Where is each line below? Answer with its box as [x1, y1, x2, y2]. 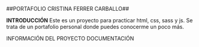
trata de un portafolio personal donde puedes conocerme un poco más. [6, 23, 185, 30]
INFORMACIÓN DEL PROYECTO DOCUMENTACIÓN [6, 35, 134, 42]
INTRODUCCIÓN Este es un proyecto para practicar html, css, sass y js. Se [6, 17, 193, 23]
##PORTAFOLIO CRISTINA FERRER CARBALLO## [6, 5, 130, 12]
